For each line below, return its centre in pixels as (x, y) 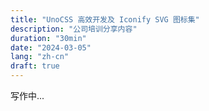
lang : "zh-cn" (40, 57)
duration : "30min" (48, 38)
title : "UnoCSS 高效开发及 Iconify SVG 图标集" (105, 19)
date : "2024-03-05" (51, 47)
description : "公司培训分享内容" (74, 29)
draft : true (35, 66)
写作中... (27, 95)
